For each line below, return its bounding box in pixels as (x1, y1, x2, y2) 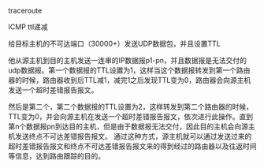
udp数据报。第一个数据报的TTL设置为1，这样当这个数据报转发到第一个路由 (8, 65, 251, 75)
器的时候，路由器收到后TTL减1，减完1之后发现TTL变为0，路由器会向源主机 (8, 76, 251, 84)
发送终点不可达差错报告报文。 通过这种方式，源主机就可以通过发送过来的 (14, 132, 252, 140)
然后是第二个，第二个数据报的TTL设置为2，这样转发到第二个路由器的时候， (8, 102, 254, 111)
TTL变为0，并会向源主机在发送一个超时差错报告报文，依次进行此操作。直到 (8, 112, 254, 121)
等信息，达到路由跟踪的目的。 (8, 151, 105, 160)
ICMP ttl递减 (8, 22, 49, 32)
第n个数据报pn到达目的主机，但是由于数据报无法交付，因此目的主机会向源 (8, 121, 249, 131)
